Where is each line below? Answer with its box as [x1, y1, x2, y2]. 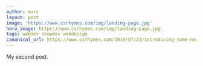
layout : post [6, 14, 39, 20]
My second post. [6, 53, 48, 60]
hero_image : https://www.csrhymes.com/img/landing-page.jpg [6, 25, 161, 32]
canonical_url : [6, 37, 45, 43]
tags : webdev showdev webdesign [6, 31, 88, 37]
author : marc [6, 8, 39, 15]
